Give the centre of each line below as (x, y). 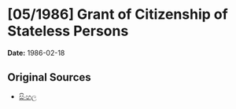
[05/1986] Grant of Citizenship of (118, 15)
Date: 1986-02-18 (36, 53)
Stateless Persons (68, 31)
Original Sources (49, 77)
